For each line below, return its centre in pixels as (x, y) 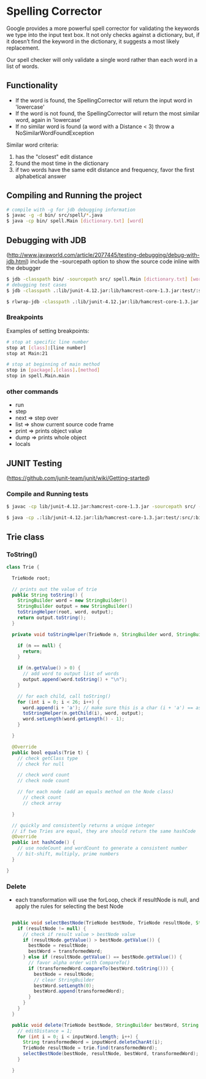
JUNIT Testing (34, 463)
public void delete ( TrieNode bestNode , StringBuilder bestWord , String (105, 1025)
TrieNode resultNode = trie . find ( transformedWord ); (90, 1048)
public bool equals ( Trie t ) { (50, 753)
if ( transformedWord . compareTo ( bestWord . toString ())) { (101, 968)
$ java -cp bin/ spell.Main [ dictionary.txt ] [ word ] (75, 221)
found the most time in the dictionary (62, 163)
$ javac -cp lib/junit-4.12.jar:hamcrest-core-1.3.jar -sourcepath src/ (101, 507)
